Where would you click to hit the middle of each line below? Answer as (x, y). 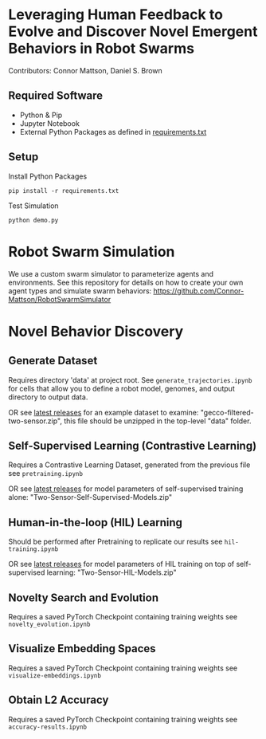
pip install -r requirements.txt (64, 191)
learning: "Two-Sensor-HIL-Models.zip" (111, 572)
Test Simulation (33, 206)
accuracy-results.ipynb (48, 727)
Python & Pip (41, 115)
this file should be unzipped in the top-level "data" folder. (157, 421)
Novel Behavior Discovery (96, 331)
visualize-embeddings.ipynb (55, 675)
